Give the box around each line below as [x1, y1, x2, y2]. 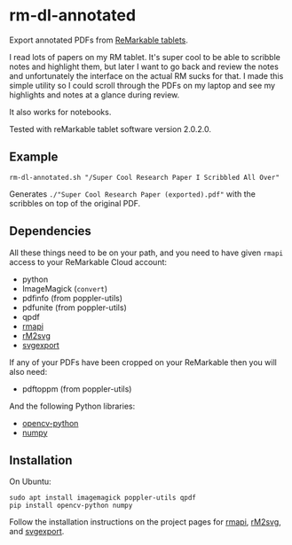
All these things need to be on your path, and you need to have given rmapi [9, 247, 284, 258]
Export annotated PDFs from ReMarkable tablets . [9, 35, 189, 45]
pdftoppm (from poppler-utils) [21, 383, 132, 394]
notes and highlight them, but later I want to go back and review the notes [9, 61, 280, 72]
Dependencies [9, 223, 91, 239]
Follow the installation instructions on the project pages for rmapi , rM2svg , [9, 517, 281, 527]
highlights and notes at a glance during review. [9, 90, 180, 100]
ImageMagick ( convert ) [21, 283, 108, 293]
